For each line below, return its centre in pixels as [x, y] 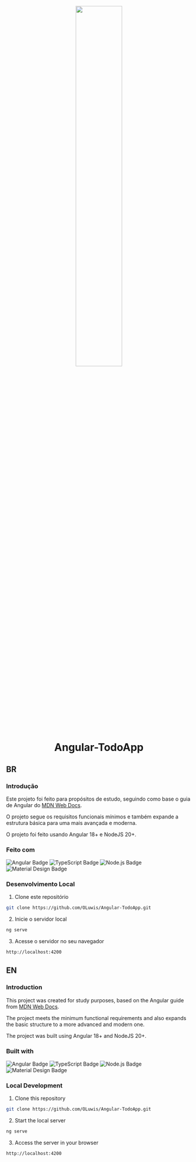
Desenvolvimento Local [41, 884]
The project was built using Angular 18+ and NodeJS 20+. [77, 1035]
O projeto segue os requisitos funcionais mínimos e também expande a [92, 817]
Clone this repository [40, 1098]
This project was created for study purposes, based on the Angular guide [95, 1000]
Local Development [34, 1085]
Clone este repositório [41, 897]
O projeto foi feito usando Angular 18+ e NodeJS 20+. [71, 834]
